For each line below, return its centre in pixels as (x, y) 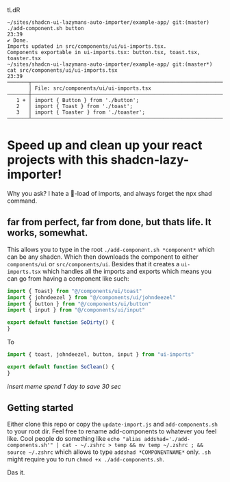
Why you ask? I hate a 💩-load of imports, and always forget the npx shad (110, 193)
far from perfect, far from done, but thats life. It (109, 222)
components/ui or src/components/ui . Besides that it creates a (93, 264)
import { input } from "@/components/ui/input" (76, 310)
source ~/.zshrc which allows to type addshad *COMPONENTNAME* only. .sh (109, 452)
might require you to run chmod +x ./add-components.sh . (86, 459)
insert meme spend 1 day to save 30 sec (64, 386)
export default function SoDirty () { (61, 322)
